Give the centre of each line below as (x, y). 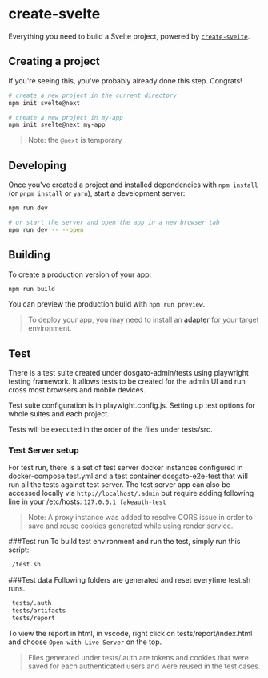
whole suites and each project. (59, 414)
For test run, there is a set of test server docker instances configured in (126, 468)
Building (29, 255)
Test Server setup (44, 450)
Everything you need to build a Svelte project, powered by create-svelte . (129, 36)
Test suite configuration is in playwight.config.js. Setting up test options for (132, 405)
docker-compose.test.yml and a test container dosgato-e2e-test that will (128, 476)
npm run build (32, 289)
